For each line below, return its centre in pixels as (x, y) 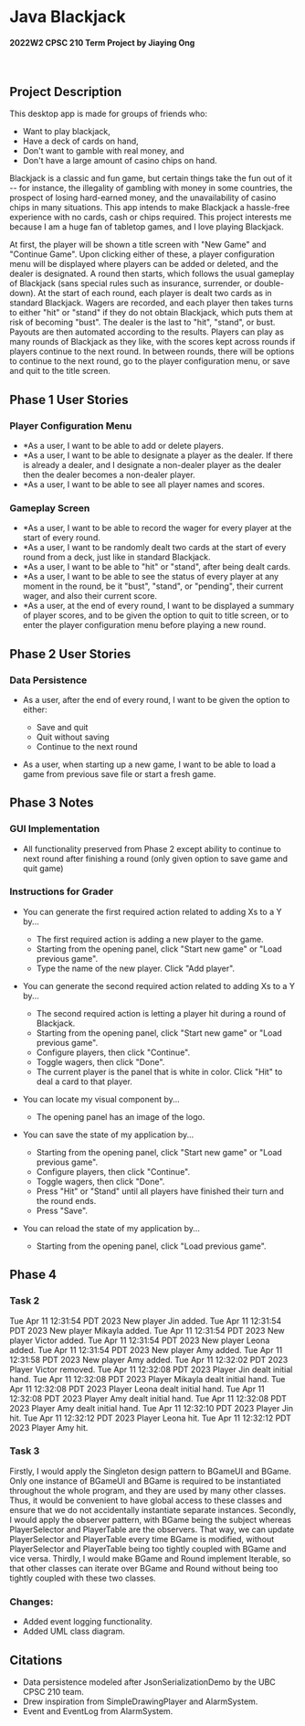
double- (269, 283)
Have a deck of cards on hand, (80, 141)
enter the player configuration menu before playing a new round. (144, 625)
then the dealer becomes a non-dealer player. (109, 474)
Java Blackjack (68, 17)
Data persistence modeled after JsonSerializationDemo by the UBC (149, 1682)
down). (23, 293)
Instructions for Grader (62, 891)
